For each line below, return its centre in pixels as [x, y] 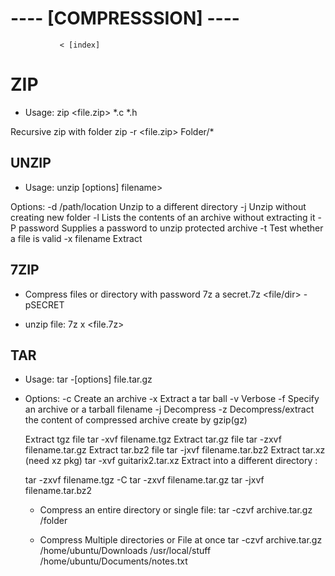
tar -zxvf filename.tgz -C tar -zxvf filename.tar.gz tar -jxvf [144, 480]
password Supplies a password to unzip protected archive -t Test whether [171, 228]
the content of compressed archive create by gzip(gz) [136, 420]
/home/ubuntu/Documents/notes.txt [113, 561]
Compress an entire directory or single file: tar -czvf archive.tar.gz [176, 510]
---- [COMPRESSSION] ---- [125, 18]
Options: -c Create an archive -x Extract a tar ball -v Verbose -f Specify [172, 399]
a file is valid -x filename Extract [76, 238]
